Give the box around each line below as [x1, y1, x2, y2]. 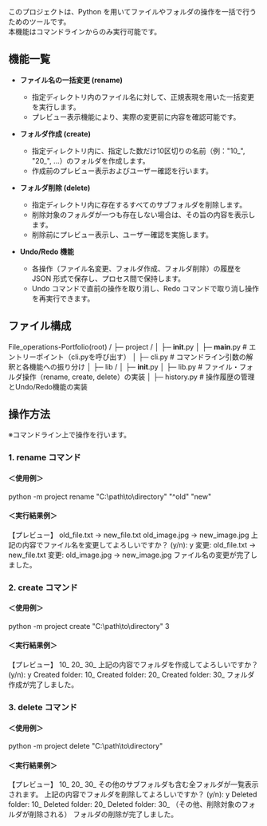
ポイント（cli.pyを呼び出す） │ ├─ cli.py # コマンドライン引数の [35, 352, 247, 362]
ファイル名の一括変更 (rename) [19, 75, 124, 85]
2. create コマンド [8, 582, 78, 593]
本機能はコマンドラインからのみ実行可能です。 [8, 27, 162, 36]
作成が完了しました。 [8, 680, 78, 690]
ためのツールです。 [8, 17, 71, 26]
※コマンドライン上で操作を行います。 [8, 430, 132, 440]
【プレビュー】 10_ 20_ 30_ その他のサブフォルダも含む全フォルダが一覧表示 [8, 780, 259, 789]
